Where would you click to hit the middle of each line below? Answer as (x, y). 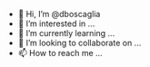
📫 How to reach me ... (60, 53)
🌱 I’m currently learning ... (66, 33)
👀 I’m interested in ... (56, 24)
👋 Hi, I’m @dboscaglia (59, 14)
